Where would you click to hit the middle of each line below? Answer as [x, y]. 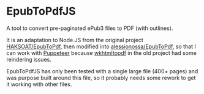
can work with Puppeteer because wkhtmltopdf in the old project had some [102, 52]
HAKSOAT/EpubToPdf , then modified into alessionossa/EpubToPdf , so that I [101, 46]
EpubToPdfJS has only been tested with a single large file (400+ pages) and [102, 71]
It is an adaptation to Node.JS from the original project [75, 40]
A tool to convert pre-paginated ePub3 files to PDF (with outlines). [90, 28]
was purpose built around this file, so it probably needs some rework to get [101, 78]
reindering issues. [29, 59]
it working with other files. [39, 84]
